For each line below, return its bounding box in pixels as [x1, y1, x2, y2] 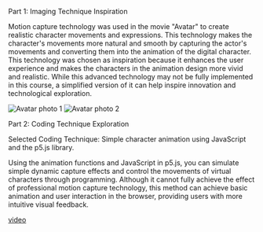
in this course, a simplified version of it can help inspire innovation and [8, 80, 236, 90]
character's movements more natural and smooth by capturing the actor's [8, 39, 247, 48]
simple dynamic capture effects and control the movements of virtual [8, 167, 232, 175]
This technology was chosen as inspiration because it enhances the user [8, 55, 244, 64]
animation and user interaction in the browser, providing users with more [8, 192, 243, 201]
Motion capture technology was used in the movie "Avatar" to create [8, 22, 229, 31]
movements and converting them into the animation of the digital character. [8, 47, 252, 56]
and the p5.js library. [8, 143, 75, 152]
